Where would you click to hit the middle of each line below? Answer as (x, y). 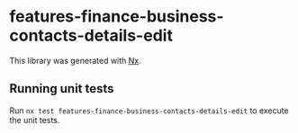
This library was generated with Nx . (75, 60)
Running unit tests (62, 89)
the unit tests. (35, 120)
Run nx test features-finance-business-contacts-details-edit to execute (149, 111)
